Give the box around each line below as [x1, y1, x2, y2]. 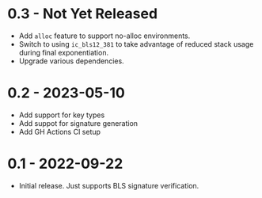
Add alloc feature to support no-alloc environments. [18, 31, 191, 40]
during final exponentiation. [18, 48, 108, 57]
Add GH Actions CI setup [18, 127, 101, 136]
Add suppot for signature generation [18, 118, 139, 128]
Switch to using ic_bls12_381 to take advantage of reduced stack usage [18, 39, 254, 48]
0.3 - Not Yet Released [7, 5, 158, 23]
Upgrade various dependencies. [18, 56, 124, 66]
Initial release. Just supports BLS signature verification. [18, 181, 199, 190]
